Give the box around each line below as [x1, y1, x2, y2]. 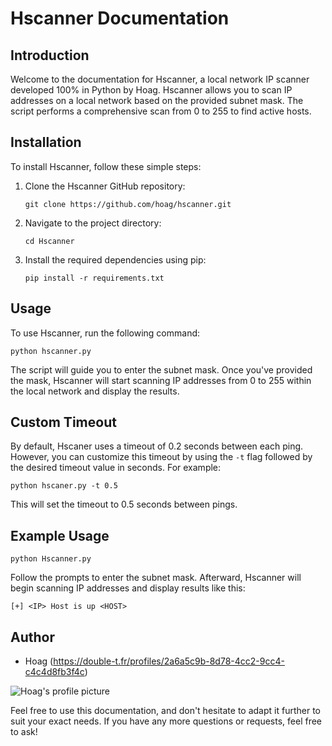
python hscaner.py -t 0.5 [10, 481, 118, 491]
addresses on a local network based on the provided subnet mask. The [10, 95, 304, 106]
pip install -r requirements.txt [24, 273, 165, 283]
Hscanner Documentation [10, 7, 230, 30]
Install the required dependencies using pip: [24, 253, 207, 266]
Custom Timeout [10, 414, 117, 431]
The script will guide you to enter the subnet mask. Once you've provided [10, 363, 313, 376]
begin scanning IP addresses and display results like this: [10, 582, 246, 594]
